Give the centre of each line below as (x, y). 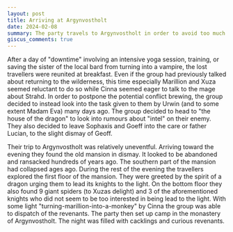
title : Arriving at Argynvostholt (57, 20)
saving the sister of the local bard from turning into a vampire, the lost (107, 67)
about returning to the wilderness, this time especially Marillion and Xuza (112, 82)
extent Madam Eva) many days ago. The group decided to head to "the (109, 111)
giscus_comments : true (40, 40)
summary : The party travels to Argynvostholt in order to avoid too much (116, 33)
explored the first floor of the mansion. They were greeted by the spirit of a (114, 177)
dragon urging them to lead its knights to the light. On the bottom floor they (115, 184)
